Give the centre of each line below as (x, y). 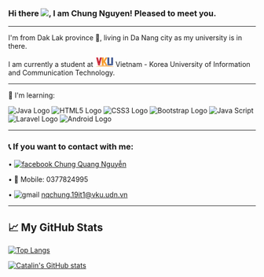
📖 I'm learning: (31, 95)
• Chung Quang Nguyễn (68, 164)
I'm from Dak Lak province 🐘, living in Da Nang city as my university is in (125, 38)
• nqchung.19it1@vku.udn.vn (68, 194)
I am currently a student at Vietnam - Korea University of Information (129, 65)
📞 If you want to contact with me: (71, 147)
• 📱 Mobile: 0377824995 (48, 179)
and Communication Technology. (62, 73)
